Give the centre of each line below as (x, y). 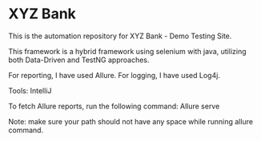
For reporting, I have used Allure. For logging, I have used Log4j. (114, 75)
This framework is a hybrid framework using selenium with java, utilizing (127, 51)
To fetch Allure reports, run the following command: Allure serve (114, 106)
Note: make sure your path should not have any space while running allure (131, 121)
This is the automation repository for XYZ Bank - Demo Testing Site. (120, 36)
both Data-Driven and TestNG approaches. (79, 60)
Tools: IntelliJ (30, 90)
